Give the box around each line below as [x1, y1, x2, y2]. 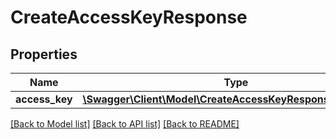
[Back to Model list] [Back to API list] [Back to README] [10, 118, 240, 130]
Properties [10, 46, 78, 63]
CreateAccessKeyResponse [10, 6, 248, 29]
